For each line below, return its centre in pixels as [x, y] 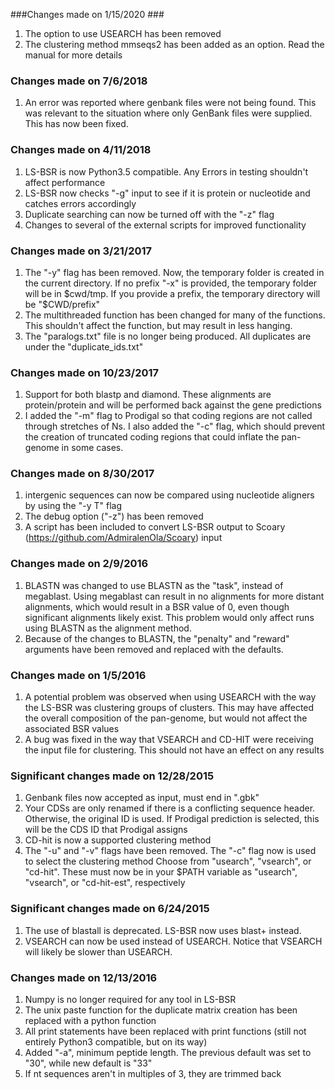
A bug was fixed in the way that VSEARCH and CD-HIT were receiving [169, 740]
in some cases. [92, 448]
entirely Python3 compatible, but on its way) [116, 1041]
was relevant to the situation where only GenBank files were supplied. [168, 113]
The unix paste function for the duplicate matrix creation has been [161, 1010]
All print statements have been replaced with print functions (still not [165, 1031]
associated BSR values [72, 729]
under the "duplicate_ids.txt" [84, 346]
